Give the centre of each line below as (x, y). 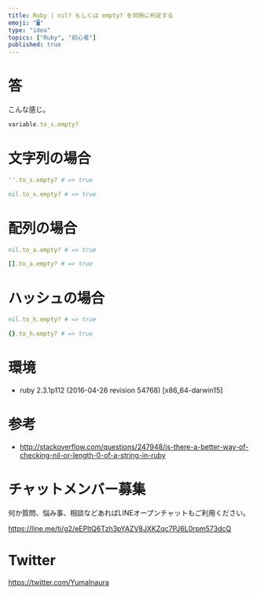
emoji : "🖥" (26, 23)
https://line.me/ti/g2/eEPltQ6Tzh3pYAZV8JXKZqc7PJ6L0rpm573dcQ (120, 528)
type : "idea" (29, 30)
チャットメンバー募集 (77, 490)
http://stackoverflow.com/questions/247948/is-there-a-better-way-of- (134, 447)
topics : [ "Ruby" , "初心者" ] (52, 37)
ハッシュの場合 (57, 298)
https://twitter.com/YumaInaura (59, 582)
